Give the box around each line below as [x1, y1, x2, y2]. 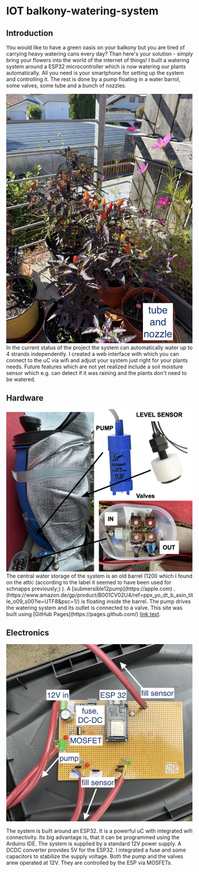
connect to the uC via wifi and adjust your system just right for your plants [6, 356, 188, 364]
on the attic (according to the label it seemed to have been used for [6, 579, 172, 586]
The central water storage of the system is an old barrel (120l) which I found [6, 572, 192, 580]
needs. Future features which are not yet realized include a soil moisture [6, 363, 184, 370]
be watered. [6, 376, 36, 383]
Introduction [6, 28, 54, 38]
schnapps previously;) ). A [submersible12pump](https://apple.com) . [6, 585, 176, 593]
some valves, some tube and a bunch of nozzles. [6, 82, 127, 89]
